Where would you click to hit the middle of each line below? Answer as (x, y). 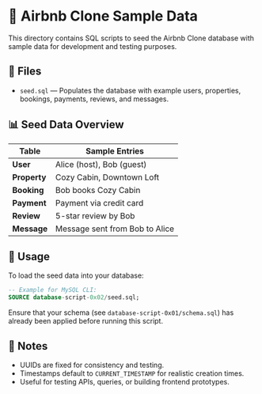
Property (29, 177)
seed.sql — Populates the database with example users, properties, (130, 90)
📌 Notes (28, 346)
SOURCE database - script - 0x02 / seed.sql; (74, 297)
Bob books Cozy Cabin (98, 190)
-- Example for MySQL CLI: (53, 290)
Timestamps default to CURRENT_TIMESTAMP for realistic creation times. (132, 373)
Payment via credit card (99, 203)
